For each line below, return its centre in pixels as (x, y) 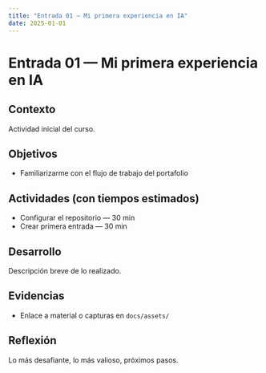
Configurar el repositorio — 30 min (77, 218)
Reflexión (33, 341)
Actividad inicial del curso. (52, 128)
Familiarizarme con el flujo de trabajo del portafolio (104, 173)
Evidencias (36, 296)
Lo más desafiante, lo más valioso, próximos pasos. (93, 360)
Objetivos (33, 154)
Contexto (32, 109)
